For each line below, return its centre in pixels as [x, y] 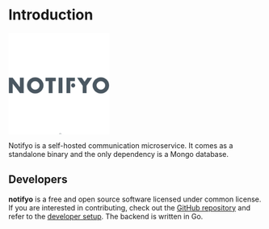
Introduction [51, 15]
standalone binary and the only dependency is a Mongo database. [118, 154]
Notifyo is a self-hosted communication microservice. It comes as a [121, 145]
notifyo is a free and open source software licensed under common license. [135, 199]
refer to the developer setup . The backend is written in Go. [106, 216]
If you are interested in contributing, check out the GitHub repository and [129, 207]
